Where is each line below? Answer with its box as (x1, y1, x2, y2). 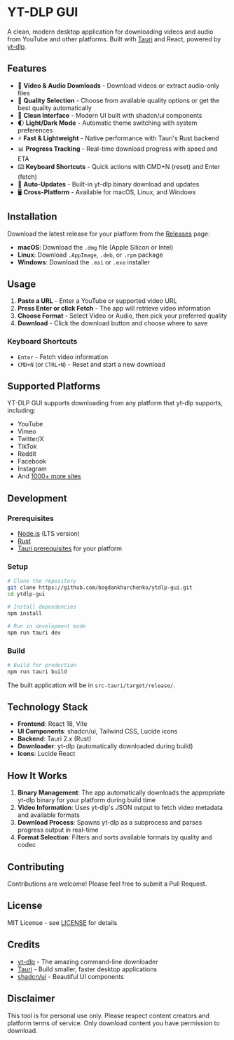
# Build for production (7, 661, 77, 668)
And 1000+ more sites (17, 472, 82, 480)
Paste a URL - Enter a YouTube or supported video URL (17, 297, 177, 305)
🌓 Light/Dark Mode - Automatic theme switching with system (17, 119, 198, 127)
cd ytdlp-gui (7, 590, 46, 598)
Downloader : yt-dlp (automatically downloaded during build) (17, 742, 193, 750)
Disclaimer (7, 993, 55, 1005)
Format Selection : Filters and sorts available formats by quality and (17, 833, 212, 842)
